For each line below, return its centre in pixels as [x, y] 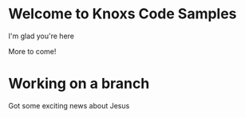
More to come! [32, 51]
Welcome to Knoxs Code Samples [122, 14]
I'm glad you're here [41, 36]
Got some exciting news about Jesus [69, 105]
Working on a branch [79, 84]
